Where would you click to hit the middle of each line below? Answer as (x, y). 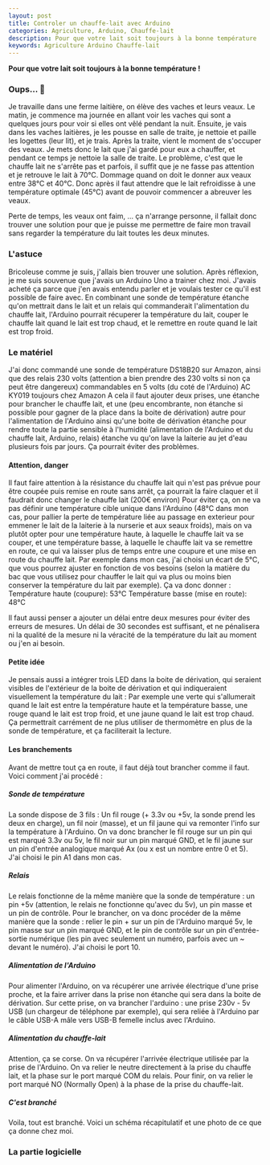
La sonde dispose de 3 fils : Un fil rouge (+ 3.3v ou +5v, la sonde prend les (132, 814)
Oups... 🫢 (27, 89)
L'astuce (25, 254)
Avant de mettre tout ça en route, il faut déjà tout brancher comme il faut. (129, 767)
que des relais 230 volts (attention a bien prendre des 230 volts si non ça (129, 378)
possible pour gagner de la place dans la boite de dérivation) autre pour (127, 413)
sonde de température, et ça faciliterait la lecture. (90, 731)
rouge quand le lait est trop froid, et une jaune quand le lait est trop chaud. (131, 714)
